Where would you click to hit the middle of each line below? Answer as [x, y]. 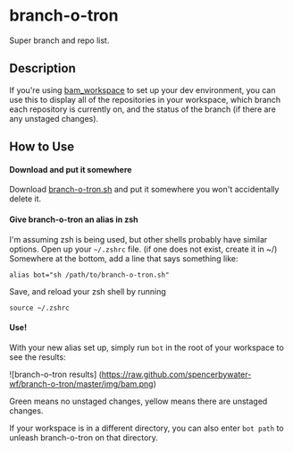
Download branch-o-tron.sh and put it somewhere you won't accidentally [144, 190]
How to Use [42, 147]
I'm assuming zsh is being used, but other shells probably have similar [138, 239]
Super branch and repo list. [59, 40]
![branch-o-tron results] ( [56, 374]
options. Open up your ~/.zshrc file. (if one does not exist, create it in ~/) [143, 249]
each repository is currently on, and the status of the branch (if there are [143, 109]
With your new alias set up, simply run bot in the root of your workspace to [146, 347]
